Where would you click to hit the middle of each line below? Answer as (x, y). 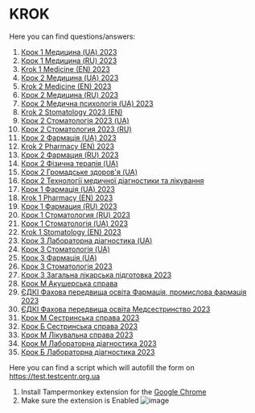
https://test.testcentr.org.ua (55, 376)
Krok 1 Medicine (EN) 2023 (66, 69)
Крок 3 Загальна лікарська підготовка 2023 (96, 274)
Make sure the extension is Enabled (80, 400)
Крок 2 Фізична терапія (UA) (70, 163)
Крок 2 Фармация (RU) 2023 (70, 155)
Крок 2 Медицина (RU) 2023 (70, 94)
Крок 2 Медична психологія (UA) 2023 (87, 103)
